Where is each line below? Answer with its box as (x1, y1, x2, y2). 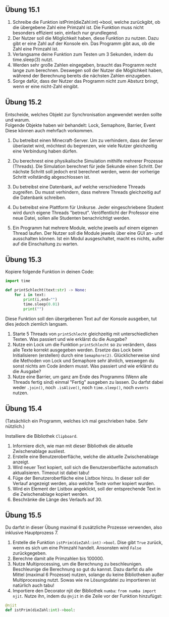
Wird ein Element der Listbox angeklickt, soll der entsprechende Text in (12, 486, 161, 492)
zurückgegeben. (12, 550, 47, 556)
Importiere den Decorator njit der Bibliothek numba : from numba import (12, 588, 156, 594)
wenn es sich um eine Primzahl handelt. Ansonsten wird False (12, 545, 142, 551)
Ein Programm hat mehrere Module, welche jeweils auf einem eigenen (12, 225, 158, 231)
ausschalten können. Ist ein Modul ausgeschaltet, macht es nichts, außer (12, 235, 164, 241)
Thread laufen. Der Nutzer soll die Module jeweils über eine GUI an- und (12, 230, 163, 236)
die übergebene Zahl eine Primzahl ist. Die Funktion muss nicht (12, 24, 144, 30)
